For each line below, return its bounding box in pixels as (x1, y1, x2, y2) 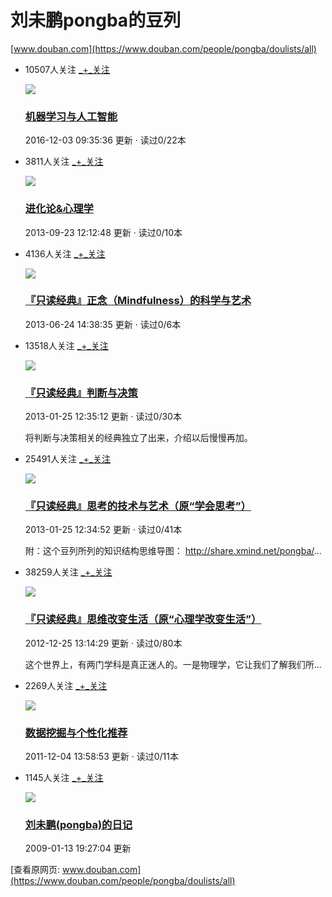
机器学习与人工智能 (24, 109, 118, 123)
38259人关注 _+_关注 (24, 566, 113, 578)
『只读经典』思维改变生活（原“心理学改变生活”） (24, 612, 262, 626)
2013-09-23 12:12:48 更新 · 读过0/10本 (24, 226, 183, 238)
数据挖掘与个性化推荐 (24, 726, 128, 740)
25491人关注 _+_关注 (24, 453, 112, 465)
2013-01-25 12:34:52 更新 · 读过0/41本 (24, 524, 183, 536)
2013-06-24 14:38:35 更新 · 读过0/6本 (24, 318, 182, 330)
